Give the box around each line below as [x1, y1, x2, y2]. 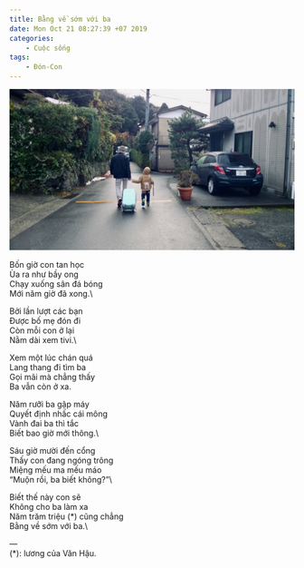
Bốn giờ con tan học [9, 259, 85, 269]
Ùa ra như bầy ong [9, 269, 79, 279]
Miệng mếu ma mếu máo [9, 464, 102, 475]
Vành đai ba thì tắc [9, 417, 80, 428]
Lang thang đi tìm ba [9, 361, 87, 372]
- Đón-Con [25, 63, 63, 72]
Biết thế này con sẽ [9, 491, 81, 503]
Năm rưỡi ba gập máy [9, 398, 90, 409]
